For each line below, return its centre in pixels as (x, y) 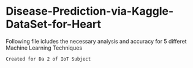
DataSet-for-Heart (54, 24)
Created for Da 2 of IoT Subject (48, 59)
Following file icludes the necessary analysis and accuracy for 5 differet (96, 41)
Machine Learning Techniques (44, 48)
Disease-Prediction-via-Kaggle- (90, 11)
